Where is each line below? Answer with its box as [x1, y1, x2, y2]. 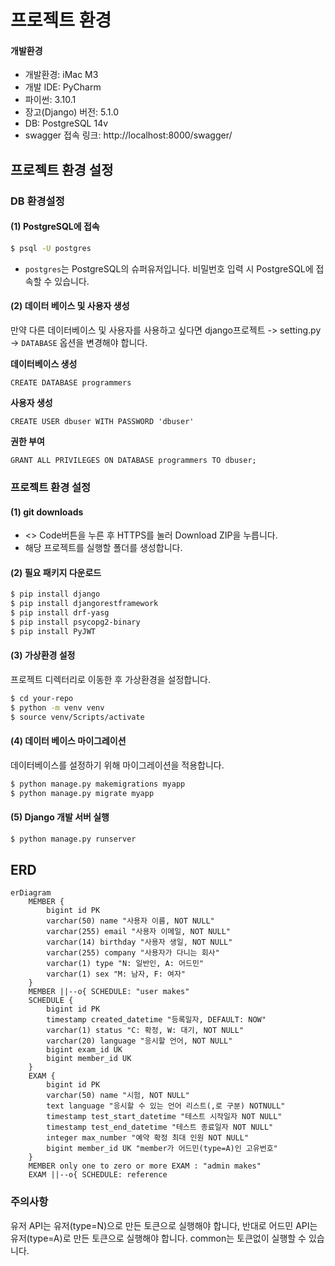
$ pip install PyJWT [10, 626, 97, 636]
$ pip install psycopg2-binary [10, 617, 141, 627]
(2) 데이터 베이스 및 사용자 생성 [10, 300, 130, 312]
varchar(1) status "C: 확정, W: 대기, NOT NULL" [46, 1026, 245, 1036]
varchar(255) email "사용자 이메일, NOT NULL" [46, 927, 231, 937]
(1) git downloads [10, 506, 84, 518]
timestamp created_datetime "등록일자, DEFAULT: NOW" [46, 1015, 267, 1025]
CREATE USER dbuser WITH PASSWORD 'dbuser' [10, 416, 195, 426]
